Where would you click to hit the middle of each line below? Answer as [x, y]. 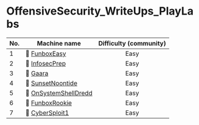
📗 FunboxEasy [46, 53]
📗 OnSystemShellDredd [59, 93]
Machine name [59, 43]
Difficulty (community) [132, 43]
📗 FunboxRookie [48, 103]
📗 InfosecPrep [45, 63]
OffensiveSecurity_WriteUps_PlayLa [100, 11]
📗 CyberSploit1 [47, 112]
